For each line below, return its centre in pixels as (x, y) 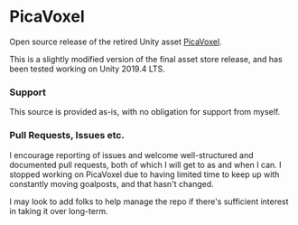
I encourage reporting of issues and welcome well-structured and (132, 155)
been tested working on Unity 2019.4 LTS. (87, 69)
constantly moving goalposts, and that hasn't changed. (112, 183)
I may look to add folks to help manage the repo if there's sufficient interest (149, 202)
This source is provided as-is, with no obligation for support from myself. (145, 112)
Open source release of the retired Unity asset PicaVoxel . (116, 42)
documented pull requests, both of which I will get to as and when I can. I (145, 164)
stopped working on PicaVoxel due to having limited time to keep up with (144, 174)
